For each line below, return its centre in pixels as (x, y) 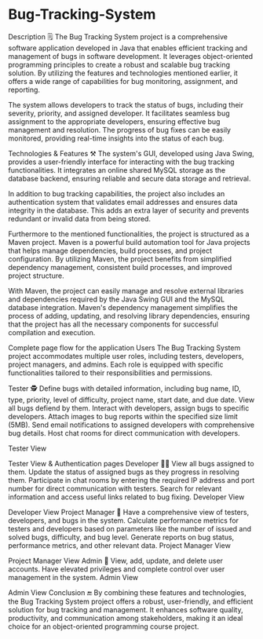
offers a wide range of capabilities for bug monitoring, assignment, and (123, 81)
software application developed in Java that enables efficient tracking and (128, 48)
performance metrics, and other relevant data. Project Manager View (120, 545)
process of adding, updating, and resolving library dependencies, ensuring (129, 316)
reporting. (24, 89)
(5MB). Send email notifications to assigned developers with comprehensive (131, 425)
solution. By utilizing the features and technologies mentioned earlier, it (123, 73)
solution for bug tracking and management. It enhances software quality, (126, 609)
